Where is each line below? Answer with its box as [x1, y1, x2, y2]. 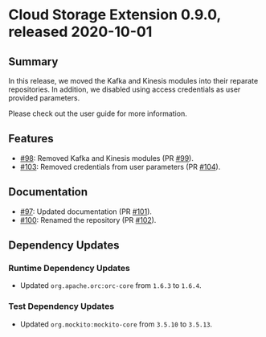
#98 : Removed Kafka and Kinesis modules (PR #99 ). [19, 153, 194, 162]
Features [8, 132, 54, 146]
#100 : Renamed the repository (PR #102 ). [19, 215, 157, 224]
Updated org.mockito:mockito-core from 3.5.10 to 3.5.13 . [19, 319, 213, 329]
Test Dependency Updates [8, 301, 115, 312]
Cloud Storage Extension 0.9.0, [8, 6, 221, 24]
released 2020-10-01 [8, 23, 153, 41]
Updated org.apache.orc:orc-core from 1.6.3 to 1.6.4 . [19, 281, 203, 290]
